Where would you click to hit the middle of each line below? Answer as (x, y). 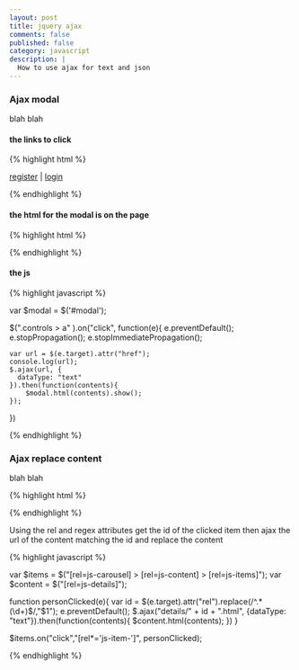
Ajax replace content (56, 458)
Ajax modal (35, 99)
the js (20, 273)
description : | (38, 59)
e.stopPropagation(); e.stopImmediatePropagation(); (106, 337)
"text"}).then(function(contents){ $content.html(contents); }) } (124, 621)
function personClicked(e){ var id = (75, 602)
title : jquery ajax (46, 26)
